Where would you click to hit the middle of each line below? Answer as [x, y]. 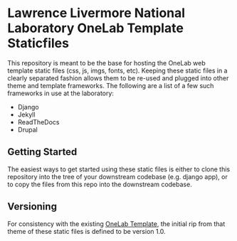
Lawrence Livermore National [96, 13]
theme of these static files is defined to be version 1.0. [86, 231]
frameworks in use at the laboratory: [60, 93]
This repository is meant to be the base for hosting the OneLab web [107, 63]
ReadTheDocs [38, 122]
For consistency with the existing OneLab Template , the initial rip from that [116, 224]
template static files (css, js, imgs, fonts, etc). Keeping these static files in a [117, 70]
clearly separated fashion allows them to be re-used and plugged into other [118, 78]
